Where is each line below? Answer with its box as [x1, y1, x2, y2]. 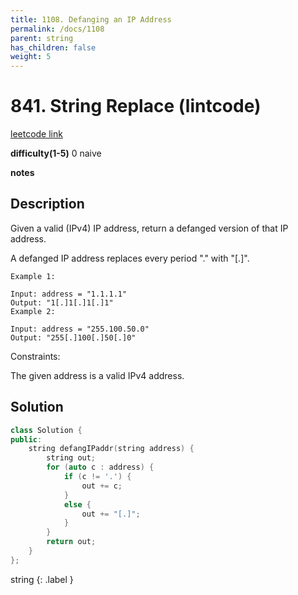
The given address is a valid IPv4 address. [10, 369, 185, 381]
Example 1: [10, 271, 56, 281]
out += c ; [81, 481, 123, 491]
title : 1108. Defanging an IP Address [10, 14, 172, 25]
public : [10, 434, 43, 445]
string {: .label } [10, 573, 74, 585]
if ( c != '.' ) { [63, 472, 132, 482]
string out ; [46, 453, 97, 463]
